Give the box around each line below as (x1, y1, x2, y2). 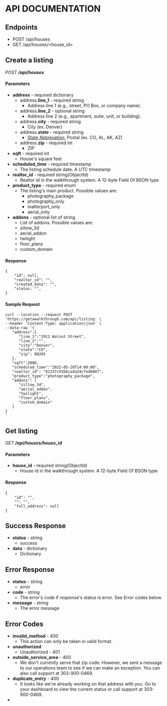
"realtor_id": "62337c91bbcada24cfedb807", (11, 369, 104, 375)
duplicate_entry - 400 (12, 675, 59, 681)
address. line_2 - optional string (19, 108, 85, 114)
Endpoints (5, 23, 38, 32)
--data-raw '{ (5, 325, 35, 330)
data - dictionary (12, 545, 47, 551)
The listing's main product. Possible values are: (19, 188, 117, 194)
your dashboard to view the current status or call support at (19, 686, 143, 692)
